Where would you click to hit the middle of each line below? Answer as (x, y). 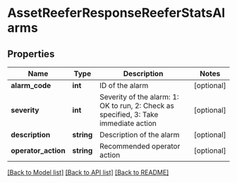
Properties (31, 54)
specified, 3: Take (129, 114)
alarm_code (31, 86)
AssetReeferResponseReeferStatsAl (116, 13)
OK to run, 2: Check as (137, 106)
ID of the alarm (124, 86)
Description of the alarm (140, 135)
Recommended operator (140, 146)
